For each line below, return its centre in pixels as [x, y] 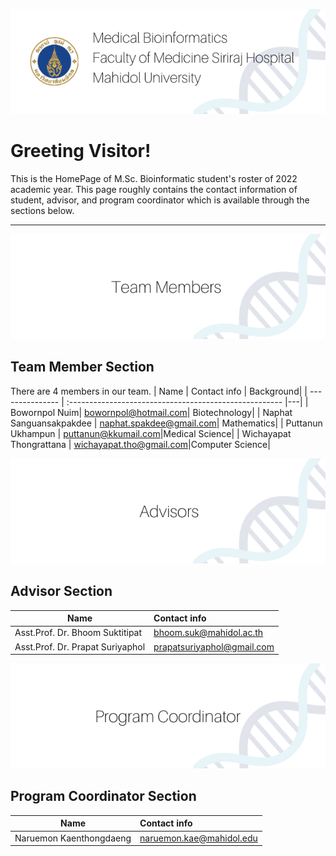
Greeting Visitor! [81, 151]
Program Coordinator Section [103, 796]
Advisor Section [61, 591]
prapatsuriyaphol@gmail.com [214, 646]
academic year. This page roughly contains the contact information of [154, 189]
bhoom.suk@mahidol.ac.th [208, 633]
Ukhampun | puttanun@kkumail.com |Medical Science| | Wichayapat [151, 433]
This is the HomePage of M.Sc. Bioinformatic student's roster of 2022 [154, 178]
